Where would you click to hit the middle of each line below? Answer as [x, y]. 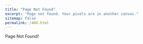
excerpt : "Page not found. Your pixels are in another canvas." [72, 14]
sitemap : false [20, 18]
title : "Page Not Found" [30, 9]
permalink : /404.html [27, 23]
